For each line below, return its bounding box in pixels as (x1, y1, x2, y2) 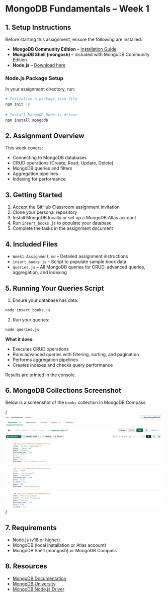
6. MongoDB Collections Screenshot (5, 386, 122, 395)
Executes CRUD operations (12, 346, 69, 352)
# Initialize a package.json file (5, 97, 78, 102)
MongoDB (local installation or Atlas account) (12, 542, 107, 548)
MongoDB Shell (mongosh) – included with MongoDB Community (12, 51, 150, 57)
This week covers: (5, 145, 43, 151)
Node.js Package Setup (5, 74, 64, 81)
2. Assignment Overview (5, 132, 85, 140)
